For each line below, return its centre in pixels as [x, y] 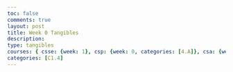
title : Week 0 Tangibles [43, 33]
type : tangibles [31, 45]
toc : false [23, 13]
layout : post [26, 26]
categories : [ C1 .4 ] [35, 58]
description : [26, 39]
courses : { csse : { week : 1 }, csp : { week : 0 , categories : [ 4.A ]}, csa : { [114, 52]
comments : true [29, 20]
